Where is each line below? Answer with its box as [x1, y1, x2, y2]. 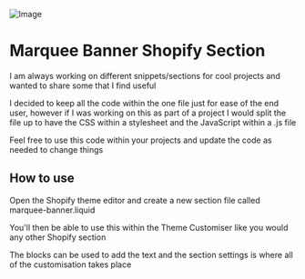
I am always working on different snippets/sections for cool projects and [9, 70, 280, 81]
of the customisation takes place [9, 259, 132, 270]
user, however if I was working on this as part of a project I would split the [9, 107, 287, 118]
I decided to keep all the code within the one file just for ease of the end [9, 97, 280, 108]
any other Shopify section [9, 232, 107, 243]
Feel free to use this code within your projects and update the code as [9, 135, 272, 145]
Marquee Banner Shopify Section [9, 41, 266, 61]
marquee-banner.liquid [9, 204, 96, 215]
